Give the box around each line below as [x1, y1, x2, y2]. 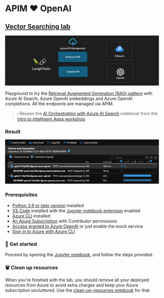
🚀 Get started [5, 240, 38, 247]
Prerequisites [5, 191, 38, 198]
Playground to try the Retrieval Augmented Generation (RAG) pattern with [5, 90, 153, 96]
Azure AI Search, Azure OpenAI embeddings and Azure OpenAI [5, 96, 133, 101]
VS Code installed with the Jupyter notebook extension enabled [12, 208, 141, 214]
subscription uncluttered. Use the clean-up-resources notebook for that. [5, 287, 151, 293]
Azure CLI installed [12, 213, 50, 219]
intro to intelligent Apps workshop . [17, 116, 86, 122]
